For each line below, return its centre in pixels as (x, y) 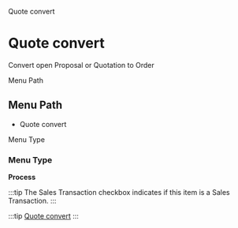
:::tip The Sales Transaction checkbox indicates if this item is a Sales (119, 192)
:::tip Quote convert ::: (43, 216)
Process (22, 178)
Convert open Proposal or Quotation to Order (82, 65)
